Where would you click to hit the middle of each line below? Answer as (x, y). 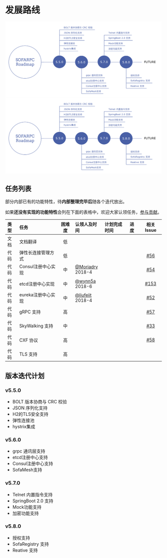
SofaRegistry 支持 (31, 544)
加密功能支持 (25, 513)
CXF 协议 (29, 340)
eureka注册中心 (35, 294)
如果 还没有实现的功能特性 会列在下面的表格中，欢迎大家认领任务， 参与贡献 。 (83, 212)
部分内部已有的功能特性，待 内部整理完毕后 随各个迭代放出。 (66, 201)
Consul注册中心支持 (33, 464)
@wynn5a (85, 281)
